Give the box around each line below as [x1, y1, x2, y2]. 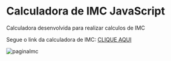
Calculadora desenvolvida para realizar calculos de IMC [6, 24, 145, 31]
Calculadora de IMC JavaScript [6, 4, 166, 18]
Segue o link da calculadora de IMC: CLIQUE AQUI [6, 36, 132, 43]
